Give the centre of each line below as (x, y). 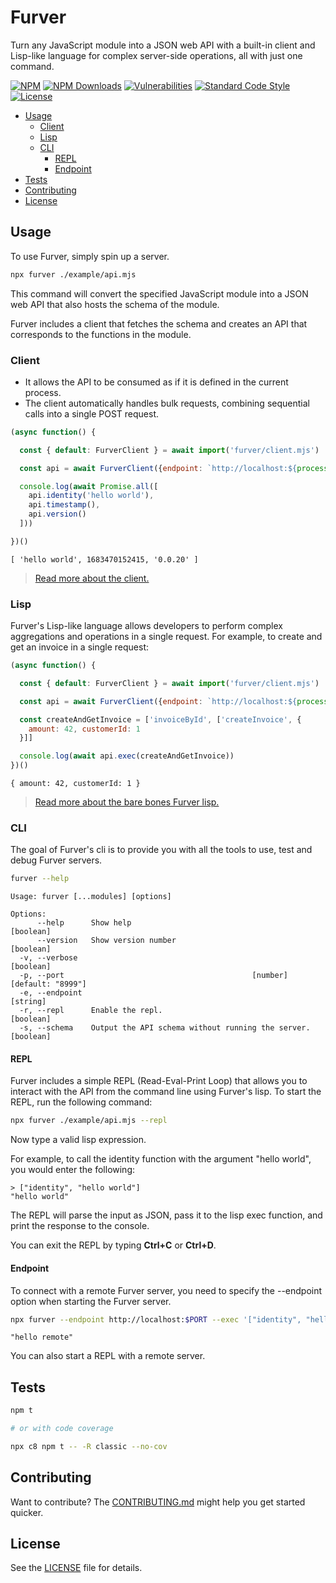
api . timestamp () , (64, 505)
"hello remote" (42, 1337)
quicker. (27, 1512)
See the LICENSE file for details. (76, 1568)
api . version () (57, 514)
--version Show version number (106, 941)
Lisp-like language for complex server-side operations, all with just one (156, 55)
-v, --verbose (48, 958)
